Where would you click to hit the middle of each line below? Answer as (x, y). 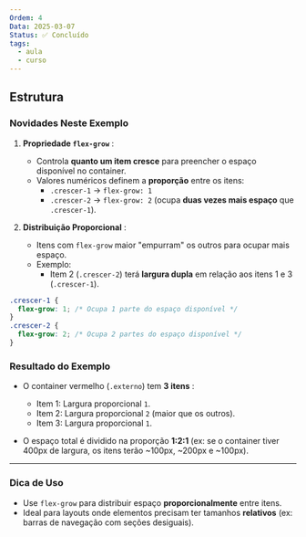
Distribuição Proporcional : (74, 227)
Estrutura (37, 97)
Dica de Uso (36, 483)
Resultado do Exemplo (60, 366)
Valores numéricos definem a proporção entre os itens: (140, 180)
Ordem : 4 (26, 18)
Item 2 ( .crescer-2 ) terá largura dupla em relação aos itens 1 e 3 (171, 274)
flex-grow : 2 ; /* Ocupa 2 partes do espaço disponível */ (130, 334)
